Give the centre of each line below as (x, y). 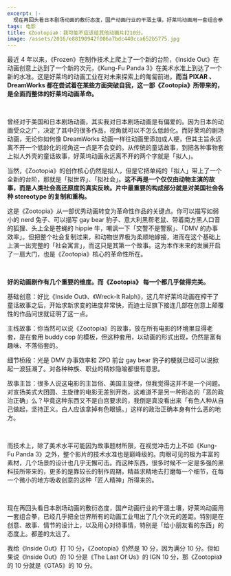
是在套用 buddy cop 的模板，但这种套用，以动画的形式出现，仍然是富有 (120, 337)
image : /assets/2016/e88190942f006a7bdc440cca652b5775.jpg (93, 39)
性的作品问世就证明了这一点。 (49, 314)
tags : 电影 (22, 26)
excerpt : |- (24, 13)
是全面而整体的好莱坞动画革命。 (52, 94)
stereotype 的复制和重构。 (53, 197)
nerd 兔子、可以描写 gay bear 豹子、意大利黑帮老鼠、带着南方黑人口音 (120, 220)
